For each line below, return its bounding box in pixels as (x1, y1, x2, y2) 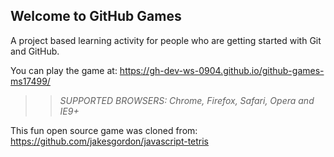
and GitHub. (10, 45, 60, 57)
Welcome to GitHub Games (10, 8, 182, 25)
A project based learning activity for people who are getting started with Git (10, 34, 322, 46)
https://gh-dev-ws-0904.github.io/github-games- (119, 64, 325, 76)
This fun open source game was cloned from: (10, 124, 198, 136)
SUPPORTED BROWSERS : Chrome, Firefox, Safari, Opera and (59, 94, 315, 106)
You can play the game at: (10, 64, 118, 76)
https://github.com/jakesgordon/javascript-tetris (10, 135, 210, 147)
